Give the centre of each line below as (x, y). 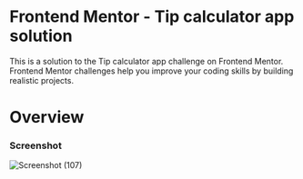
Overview (47, 118)
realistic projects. (42, 80)
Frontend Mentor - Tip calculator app (152, 17)
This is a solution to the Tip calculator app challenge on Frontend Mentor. (146, 61)
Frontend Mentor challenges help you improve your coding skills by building (151, 71)
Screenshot (35, 145)
